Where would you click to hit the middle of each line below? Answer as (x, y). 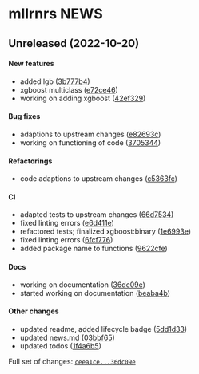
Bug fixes (24, 116)
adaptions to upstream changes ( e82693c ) (90, 134)
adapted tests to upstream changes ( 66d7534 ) (97, 215)
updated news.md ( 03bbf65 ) (68, 337)
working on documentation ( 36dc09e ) (83, 285)
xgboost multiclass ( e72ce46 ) (69, 89)
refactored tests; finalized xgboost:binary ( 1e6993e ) (105, 231)
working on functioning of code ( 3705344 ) (90, 142)
